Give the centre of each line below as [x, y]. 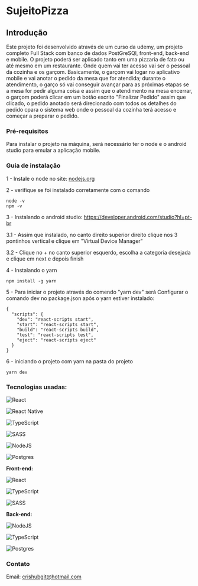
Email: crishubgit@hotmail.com [44, 577]
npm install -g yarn [32, 281]
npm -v [14, 206]
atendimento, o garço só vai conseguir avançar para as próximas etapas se [98, 84]
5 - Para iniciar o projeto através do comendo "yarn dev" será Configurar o [97, 292]
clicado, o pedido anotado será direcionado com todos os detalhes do [92, 103]
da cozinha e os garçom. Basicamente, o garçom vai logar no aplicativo [93, 72]
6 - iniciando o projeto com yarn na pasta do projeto [69, 361]
